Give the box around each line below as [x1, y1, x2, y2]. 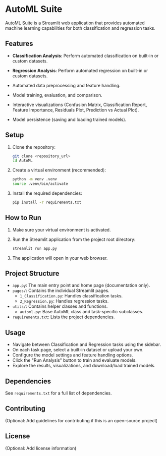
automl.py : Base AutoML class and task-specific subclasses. [19, 309, 144, 315]
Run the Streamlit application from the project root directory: [12, 236, 136, 242]
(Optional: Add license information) [5, 445, 77, 451]
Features [5, 40, 33, 48]
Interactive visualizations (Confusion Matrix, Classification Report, [12, 102, 147, 108]
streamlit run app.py [12, 246, 57, 251]
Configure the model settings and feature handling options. [12, 352, 133, 358]
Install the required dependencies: [12, 190, 83, 196]
